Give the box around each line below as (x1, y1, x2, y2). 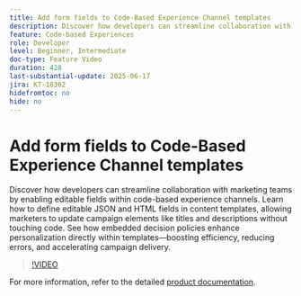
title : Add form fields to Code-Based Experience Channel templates (9, 13, 271, 22)
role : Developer (9, 38, 70, 48)
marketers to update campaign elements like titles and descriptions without (9, 213, 288, 224)
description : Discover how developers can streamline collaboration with (9, 22, 292, 31)
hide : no (9, 96, 42, 106)
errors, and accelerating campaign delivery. (9, 242, 171, 253)
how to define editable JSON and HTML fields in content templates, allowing (9, 203, 292, 214)
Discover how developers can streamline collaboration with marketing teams (9, 184, 293, 195)
